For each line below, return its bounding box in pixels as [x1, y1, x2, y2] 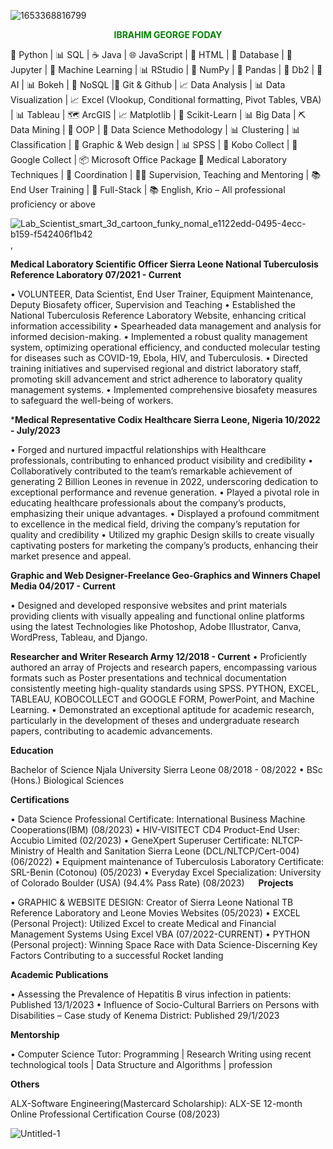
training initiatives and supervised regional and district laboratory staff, [10, 363, 302, 374]
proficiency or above [10, 198, 96, 210]
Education [10, 745, 54, 756]
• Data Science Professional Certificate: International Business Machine [10, 813, 306, 825]
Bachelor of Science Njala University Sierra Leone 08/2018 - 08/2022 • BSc [10, 764, 323, 775]
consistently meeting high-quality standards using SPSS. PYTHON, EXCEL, [10, 683, 319, 694]
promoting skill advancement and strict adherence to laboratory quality [10, 373, 303, 385]
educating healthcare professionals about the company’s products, [10, 497, 287, 509]
